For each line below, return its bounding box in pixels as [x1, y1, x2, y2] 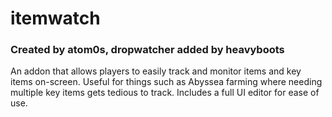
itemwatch [10, 7, 101, 30]
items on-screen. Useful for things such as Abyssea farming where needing [10, 76, 323, 88]
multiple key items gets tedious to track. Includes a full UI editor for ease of [10, 87, 320, 99]
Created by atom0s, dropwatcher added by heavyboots [10, 43, 285, 57]
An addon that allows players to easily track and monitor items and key [10, 65, 302, 77]
